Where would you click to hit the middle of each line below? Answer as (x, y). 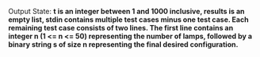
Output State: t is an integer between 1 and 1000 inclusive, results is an (126, 11)
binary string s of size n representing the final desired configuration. (123, 45)
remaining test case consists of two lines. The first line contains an (121, 28)
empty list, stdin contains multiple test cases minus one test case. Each (128, 20)
